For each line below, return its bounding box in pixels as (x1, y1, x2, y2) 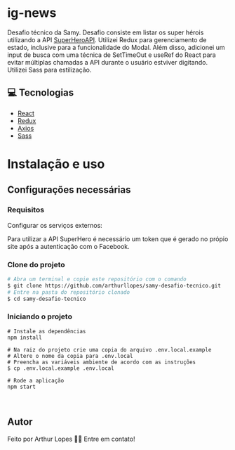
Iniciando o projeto (7, 311, 72, 321)
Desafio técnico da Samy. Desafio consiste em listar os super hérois (7, 28, 204, 37)
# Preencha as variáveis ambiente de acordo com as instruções (7, 359, 196, 366)
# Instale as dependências (7, 328, 86, 335)
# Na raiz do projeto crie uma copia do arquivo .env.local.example (7, 346, 212, 353)
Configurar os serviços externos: (7, 221, 103, 229)
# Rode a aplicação (7, 377, 65, 384)
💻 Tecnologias (7, 86, 74, 99)
